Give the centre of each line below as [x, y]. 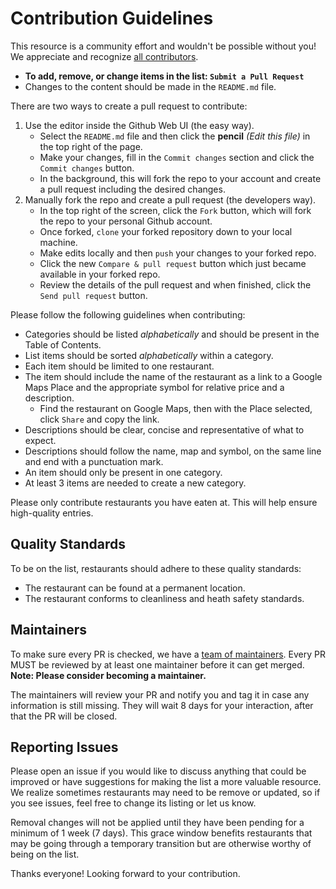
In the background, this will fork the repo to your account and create [180, 178]
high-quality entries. [52, 513]
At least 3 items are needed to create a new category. [135, 483]
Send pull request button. [93, 295]
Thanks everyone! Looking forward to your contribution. [125, 874]
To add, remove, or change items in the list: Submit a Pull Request [164, 76]
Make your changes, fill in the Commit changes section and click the [177, 157]
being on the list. [45, 854]
